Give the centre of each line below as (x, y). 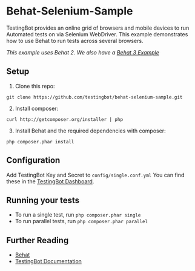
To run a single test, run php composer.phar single (78, 215)
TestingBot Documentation (48, 261)
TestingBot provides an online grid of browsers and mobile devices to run (98, 28)
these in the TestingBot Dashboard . (50, 181)
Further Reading (38, 240)
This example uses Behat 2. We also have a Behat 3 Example (83, 52)
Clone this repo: (35, 86)
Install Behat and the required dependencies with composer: (90, 131)
